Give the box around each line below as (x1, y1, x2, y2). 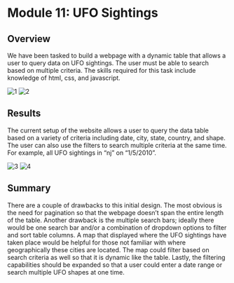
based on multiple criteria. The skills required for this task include (7, 67, 196, 74)
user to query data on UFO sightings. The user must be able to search (7, 59, 209, 67)
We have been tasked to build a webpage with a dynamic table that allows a (7, 51, 226, 60)
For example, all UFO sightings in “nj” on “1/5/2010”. (7, 149, 156, 157)
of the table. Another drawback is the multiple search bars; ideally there (7, 216, 215, 224)
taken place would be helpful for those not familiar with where (7, 238, 186, 247)
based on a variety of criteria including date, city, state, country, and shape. (7, 133, 226, 141)
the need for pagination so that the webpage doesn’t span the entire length (7, 208, 224, 216)
